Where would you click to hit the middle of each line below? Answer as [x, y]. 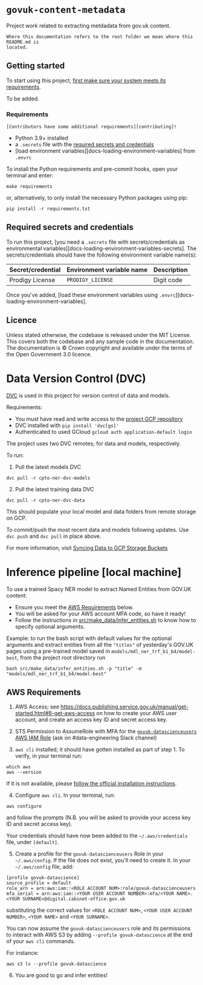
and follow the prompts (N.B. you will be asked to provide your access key [99, 817]
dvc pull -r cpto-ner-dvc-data [46, 500]
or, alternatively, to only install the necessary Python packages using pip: [97, 198]
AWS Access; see [37, 707]
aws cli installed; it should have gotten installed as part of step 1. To [100, 750]
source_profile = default [39, 883]
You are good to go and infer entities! [61, 975]
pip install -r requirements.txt [48, 209]
